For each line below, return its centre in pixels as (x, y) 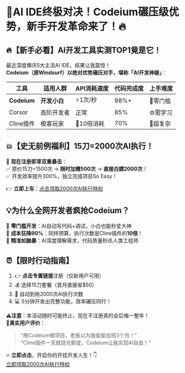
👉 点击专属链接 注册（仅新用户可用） (59, 276)
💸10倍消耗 (90, 124)
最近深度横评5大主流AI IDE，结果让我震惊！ (58, 65)
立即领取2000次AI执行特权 (38, 364)
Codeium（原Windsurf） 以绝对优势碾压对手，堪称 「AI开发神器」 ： (87, 73)
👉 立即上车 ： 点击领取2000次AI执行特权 (55, 189)
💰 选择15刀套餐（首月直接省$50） (56, 285)
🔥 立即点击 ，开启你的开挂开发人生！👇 (52, 355)
